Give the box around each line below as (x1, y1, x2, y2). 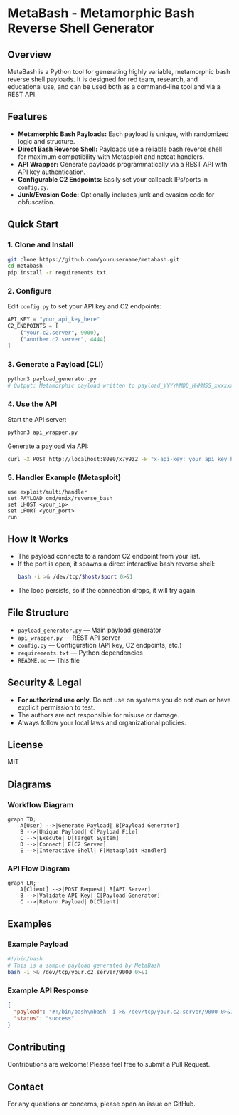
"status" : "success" (14, 1015, 75, 1022)
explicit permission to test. (17, 703, 95, 712)
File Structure (7, 607, 69, 619)
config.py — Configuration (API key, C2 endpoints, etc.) (17, 641, 182, 649)
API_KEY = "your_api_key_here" (7, 316, 100, 323)
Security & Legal (7, 677, 82, 689)
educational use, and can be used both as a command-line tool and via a (7, 83, 221, 90)
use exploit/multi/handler (7, 489, 87, 496)
